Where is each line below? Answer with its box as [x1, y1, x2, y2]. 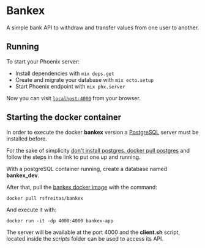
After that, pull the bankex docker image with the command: [6, 183, 157, 191]
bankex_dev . [6, 172, 40, 179]
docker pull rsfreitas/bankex [6, 195, 84, 202]
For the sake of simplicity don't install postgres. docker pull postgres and [6, 147, 190, 154]
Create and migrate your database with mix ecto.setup [15, 76, 154, 83]
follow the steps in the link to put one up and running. [6, 153, 141, 161]
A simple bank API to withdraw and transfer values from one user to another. [6, 24, 199, 31]
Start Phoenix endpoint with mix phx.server [15, 82, 125, 90]
